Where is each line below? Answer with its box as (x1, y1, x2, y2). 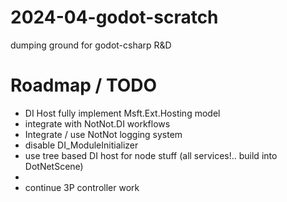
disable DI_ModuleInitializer (24, 139, 139, 151)
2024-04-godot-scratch (10, 6, 219, 29)
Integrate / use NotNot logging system (24, 128, 183, 140)
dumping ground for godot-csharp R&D (10, 39, 172, 51)
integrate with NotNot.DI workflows (24, 117, 171, 130)
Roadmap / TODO (10, 74, 158, 97)
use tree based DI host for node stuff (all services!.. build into (24, 149, 278, 161)
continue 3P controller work (24, 181, 140, 193)
